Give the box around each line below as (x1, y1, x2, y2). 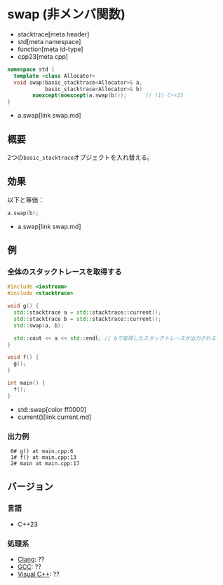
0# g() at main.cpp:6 (10, 448, 74, 455)
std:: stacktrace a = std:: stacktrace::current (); (13, 309, 161, 316)
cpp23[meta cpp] (17, 52, 69, 60)
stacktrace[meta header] (17, 29, 90, 39)
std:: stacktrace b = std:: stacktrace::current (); (13, 315, 161, 322)
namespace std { (7, 66, 55, 73)
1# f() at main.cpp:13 (10, 453, 77, 461)
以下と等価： (7, 195, 44, 204)
